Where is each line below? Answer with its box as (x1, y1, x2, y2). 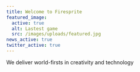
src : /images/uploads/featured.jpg (11, 31, 101, 37)
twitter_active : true (6, 43, 61, 49)
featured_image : (6, 14, 47, 20)
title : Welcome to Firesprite (6, 8, 83, 15)
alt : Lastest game (11, 25, 59, 32)
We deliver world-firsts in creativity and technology (6, 58, 134, 66)
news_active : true (6, 37, 52, 43)
